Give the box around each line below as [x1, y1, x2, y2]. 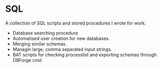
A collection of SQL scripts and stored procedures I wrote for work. [5, 20, 146, 26]
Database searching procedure [12, 30, 78, 36]
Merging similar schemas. [12, 40, 67, 47]
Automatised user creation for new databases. [12, 35, 110, 41]
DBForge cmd [12, 57, 42, 63]
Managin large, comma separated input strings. [12, 46, 112, 52]
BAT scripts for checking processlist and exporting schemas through [12, 52, 157, 58]
